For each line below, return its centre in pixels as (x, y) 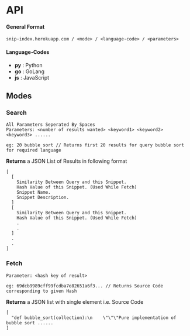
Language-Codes (28, 52)
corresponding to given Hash (42, 291)
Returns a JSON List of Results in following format (67, 161)
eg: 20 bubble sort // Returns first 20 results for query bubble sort (95, 145)
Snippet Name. (34, 193)
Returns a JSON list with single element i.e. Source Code (75, 301)
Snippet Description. (43, 198)
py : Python (28, 65)
